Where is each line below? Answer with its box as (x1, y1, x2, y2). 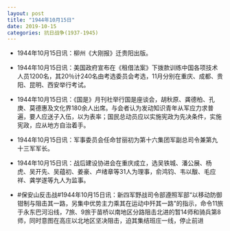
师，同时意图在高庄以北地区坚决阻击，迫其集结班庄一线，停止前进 (16, 217, 204, 225)
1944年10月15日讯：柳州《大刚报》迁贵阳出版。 (16, 49, 152, 57)
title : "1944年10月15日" (7, 16, 76, 23)
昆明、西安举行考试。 (29, 80, 90, 89)
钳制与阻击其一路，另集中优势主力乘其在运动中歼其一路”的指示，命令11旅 (16, 199, 224, 208)
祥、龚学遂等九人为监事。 (16, 176, 90, 184)
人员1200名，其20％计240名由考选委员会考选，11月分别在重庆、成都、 (16, 72, 218, 80)
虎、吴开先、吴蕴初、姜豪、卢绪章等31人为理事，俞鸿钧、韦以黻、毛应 (16, 168, 216, 176)
